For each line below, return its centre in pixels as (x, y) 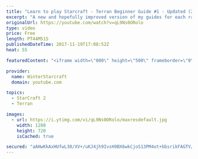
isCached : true (35, 136)
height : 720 (31, 131)
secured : (17, 147)
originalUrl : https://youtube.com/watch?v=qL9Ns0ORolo (75, 22)
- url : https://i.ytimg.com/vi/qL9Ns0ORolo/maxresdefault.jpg (89, 120)
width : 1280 (31, 125)
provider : (18, 71)
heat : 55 (17, 50)
